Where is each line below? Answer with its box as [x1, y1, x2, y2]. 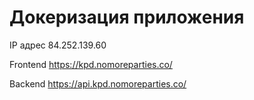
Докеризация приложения [9, 6, 245, 29]
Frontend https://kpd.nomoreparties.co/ [9, 58, 173, 70]
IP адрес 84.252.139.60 [9, 39, 107, 51]
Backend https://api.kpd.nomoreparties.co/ [9, 77, 187, 90]
